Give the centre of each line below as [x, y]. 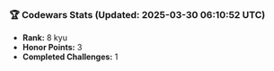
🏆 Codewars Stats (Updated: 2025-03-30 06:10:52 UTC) [137, 14]
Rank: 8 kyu [44, 38]
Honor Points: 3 [52, 48]
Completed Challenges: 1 [70, 57]
